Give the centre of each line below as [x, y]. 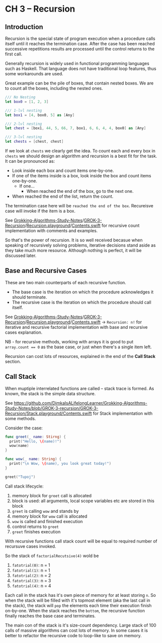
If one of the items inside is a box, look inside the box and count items [81, 176]
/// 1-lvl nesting [23, 110]
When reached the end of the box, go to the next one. [80, 191]
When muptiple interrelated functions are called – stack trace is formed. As [80, 388]
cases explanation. [24, 332]
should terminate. [29, 297]
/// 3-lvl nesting [23, 137]
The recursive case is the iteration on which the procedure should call [81, 302]
